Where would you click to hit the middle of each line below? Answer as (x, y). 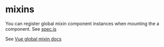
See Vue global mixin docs (33, 39)
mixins (20, 9)
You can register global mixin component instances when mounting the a (82, 24)
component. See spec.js (31, 29)
